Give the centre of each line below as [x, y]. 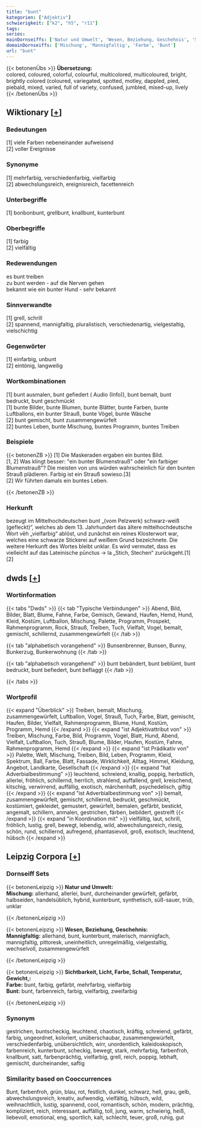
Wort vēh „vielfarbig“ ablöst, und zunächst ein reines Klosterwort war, [93, 534]
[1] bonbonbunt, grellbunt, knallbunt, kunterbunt [66, 213]
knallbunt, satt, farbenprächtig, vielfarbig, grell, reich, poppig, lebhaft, [92, 1057]
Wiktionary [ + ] [34, 113]
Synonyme [23, 165]
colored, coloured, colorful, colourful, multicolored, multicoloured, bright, [97, 74]
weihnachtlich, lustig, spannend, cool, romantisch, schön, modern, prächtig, [100, 1105]
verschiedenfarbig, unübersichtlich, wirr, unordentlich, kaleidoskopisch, [95, 1044]
